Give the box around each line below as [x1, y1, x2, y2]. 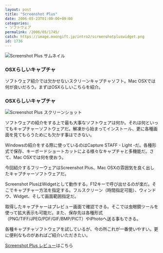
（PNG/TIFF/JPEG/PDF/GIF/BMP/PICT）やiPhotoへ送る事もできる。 [5, 216, 141, 222]
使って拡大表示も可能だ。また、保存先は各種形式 [5, 210, 103, 216]
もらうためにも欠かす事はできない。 [21, 132, 95, 138]
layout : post [5, 7, 32, 12]
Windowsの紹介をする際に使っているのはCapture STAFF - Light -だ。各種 [5, 142, 152, 148]
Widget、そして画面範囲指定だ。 [13, 193, 79, 199]
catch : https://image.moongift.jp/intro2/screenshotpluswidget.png [5, 35, 145, 39]
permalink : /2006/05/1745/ [5, 30, 60, 35]
